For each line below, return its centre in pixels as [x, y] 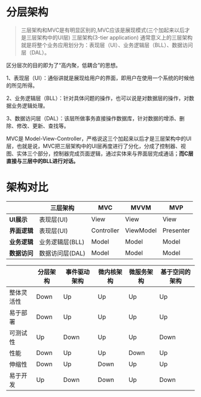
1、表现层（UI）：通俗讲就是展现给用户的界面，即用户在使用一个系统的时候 [98, 78]
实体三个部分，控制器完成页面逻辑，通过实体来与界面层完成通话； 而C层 [105, 153]
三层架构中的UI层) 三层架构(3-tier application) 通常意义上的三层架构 [109, 37]
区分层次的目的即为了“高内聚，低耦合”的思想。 [64, 65]
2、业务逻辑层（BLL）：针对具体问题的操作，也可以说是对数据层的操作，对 [98, 98]
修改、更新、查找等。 [43, 126]
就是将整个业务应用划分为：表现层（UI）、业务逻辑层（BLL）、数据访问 [107, 45]
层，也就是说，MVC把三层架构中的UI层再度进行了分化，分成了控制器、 [94, 146]
